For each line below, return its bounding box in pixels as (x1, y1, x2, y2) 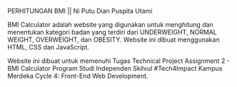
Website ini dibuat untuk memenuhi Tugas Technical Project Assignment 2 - (7, 57, 231, 65)
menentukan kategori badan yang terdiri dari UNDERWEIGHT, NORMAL (7, 28, 218, 36)
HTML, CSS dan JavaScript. (7, 43, 90, 51)
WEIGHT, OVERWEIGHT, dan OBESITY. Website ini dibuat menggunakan (7, 35, 220, 44)
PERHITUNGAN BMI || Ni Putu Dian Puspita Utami (7, 7, 153, 15)
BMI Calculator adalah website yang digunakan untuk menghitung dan (7, 21, 214, 28)
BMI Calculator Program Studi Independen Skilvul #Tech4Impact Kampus (7, 64, 223, 72)
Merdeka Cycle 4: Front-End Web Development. (7, 71, 148, 80)
